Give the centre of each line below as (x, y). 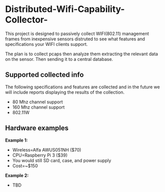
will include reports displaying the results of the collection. (65, 92)
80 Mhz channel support (38, 102)
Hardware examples (37, 128)
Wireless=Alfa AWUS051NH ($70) (47, 150)
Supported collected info (44, 75)
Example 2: (17, 175)
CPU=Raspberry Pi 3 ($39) (40, 155)
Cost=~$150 (25, 166)
